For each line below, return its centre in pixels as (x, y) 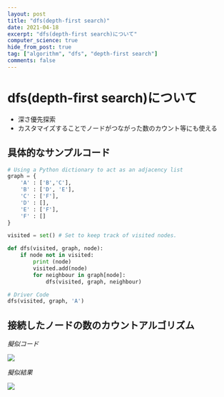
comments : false (31, 61)
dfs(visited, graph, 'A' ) (46, 301)
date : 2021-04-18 (33, 27)
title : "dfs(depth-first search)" (59, 21)
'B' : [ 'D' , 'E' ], (47, 190)
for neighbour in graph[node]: (80, 275)
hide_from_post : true (40, 47)
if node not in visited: (57, 255)
